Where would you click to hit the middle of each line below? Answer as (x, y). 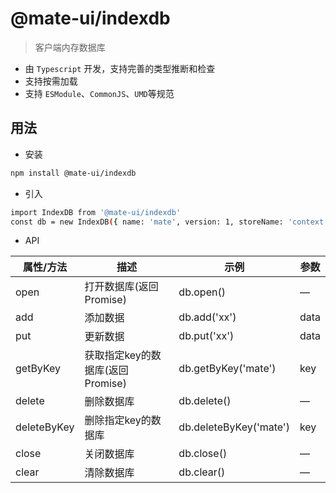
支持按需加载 (51, 81)
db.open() (202, 292)
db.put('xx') (206, 336)
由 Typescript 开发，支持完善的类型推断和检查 (120, 68)
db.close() (203, 454)
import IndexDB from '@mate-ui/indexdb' (96, 212)
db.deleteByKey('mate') (234, 427)
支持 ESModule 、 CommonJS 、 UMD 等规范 (99, 93)
